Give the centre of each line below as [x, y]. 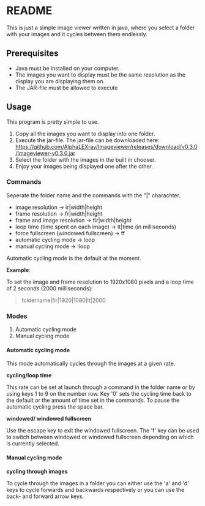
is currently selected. [33, 444]
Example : [18, 270]
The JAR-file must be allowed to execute [66, 88]
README [29, 11]
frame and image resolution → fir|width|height [73, 220]
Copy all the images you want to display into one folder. [85, 134]
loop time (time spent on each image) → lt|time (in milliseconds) [95, 227]
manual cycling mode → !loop [52, 246]
